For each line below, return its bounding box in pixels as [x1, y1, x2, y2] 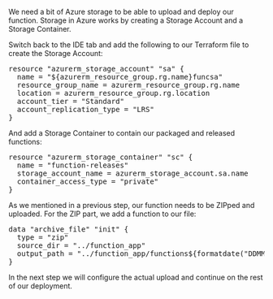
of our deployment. [8, 281, 73, 291]
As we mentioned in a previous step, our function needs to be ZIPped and [8, 201, 255, 210]
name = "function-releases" [16, 161, 129, 170]
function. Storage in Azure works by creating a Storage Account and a [8, 15, 244, 25]
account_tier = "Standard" [16, 97, 124, 106]
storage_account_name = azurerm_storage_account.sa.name [16, 169, 249, 178]
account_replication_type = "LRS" [16, 105, 154, 114]
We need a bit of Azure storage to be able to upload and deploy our [8, 7, 234, 16]
